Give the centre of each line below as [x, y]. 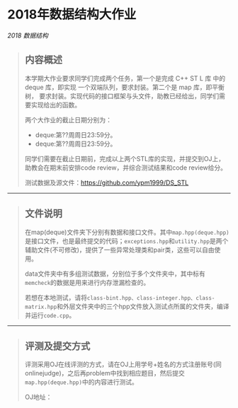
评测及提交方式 [57, 346]
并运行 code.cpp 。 [50, 315]
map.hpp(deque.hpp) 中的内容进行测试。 [81, 382]
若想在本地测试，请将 [56, 297]
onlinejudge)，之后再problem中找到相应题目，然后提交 [105, 373]
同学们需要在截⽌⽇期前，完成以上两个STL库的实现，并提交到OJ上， [125, 158]
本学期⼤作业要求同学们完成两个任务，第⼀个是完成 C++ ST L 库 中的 [125, 78]
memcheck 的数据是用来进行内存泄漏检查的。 [87, 282]
